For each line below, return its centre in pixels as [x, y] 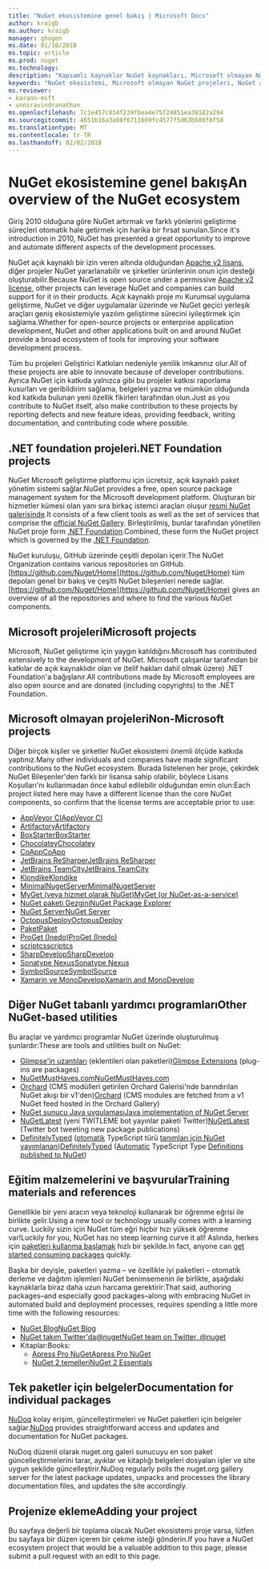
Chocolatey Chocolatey [58, 843]
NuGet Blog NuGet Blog [58, 1328]
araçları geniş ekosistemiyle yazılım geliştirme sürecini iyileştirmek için [124, 314]
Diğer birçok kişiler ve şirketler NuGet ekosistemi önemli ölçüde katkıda [126, 750]
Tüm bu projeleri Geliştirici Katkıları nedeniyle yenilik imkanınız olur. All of [127, 364]
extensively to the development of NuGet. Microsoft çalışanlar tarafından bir [133, 660]
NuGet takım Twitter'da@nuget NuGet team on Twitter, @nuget [123, 1336]
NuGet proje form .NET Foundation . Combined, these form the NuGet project [133, 531]
